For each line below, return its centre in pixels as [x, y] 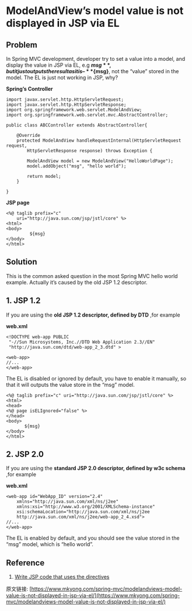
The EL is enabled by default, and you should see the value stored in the [93, 538]
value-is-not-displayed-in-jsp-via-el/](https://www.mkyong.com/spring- [93, 596]
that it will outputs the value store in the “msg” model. [71, 385]
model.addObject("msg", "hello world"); [77, 166]
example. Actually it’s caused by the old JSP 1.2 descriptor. [77, 282]
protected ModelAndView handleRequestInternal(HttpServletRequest [99, 140]
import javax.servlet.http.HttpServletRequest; [65, 99]
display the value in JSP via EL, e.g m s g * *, [59, 65]
